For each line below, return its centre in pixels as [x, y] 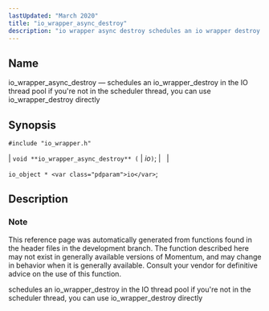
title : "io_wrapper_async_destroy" [68, 23]
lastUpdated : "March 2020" [53, 16]
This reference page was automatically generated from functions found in [130, 239]
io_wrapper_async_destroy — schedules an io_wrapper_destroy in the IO [128, 83]
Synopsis [32, 125]
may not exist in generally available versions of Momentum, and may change [135, 256]
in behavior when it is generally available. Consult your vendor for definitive [133, 265]
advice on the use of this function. [65, 273]
